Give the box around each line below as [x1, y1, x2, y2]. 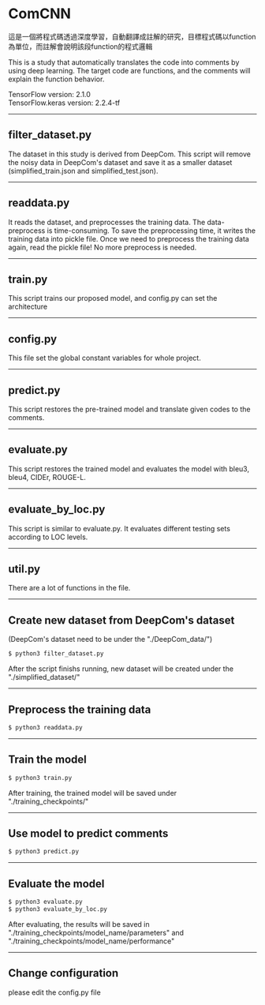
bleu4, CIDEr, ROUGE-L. [8, 472, 87, 482]
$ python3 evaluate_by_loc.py [8, 905, 108, 913]
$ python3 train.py [8, 774, 73, 782]
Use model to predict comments [8, 827, 169, 840]
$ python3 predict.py [8, 848, 80, 856]
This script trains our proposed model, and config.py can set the [8, 294, 218, 303]
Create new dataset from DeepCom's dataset [8, 613, 235, 627]
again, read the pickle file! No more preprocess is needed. [8, 242, 197, 252]
